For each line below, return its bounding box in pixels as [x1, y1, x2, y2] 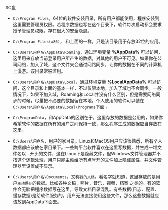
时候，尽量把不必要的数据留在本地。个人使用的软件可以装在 [21, 98, 144, 103]
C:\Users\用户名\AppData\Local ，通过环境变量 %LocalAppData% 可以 [12, 79, 157, 85]
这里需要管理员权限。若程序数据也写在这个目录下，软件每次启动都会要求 [12, 22, 162, 27]
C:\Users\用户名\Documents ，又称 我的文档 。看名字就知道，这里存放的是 [12, 174, 156, 180]
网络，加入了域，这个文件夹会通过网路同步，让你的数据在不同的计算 [17, 62, 158, 67]
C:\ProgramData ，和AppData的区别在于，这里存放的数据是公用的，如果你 [12, 115, 163, 120]
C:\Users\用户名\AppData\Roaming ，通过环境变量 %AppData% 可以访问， [12, 49, 163, 55]
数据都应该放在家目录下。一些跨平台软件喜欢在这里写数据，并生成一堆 [12, 144, 158, 150]
